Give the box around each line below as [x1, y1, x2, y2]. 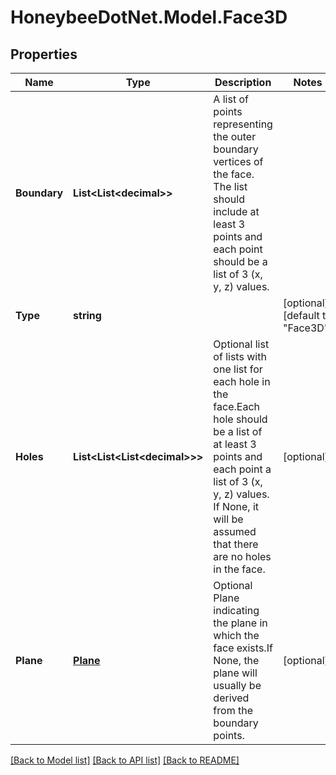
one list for [213, 362, 263, 376]
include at [213, 205, 260, 218]
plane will [213, 666, 258, 680]
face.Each [213, 400, 260, 413]
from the [213, 704, 253, 717]
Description [214, 76, 272, 89]
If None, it [213, 500, 260, 513]
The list [213, 180, 248, 193]
